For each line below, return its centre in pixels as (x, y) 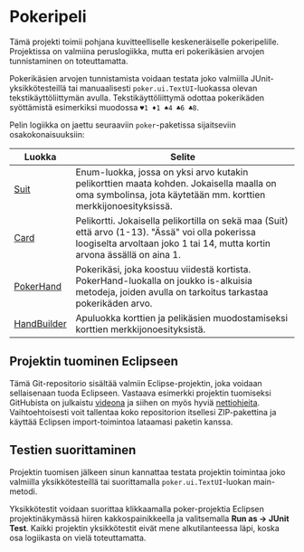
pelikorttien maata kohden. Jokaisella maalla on (176, 183)
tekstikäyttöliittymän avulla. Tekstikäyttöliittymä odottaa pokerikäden (137, 98)
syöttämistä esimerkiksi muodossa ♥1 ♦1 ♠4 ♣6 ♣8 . (104, 107)
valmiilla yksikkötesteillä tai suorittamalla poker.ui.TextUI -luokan (130, 481)
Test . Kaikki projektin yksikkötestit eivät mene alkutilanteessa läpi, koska (145, 528)
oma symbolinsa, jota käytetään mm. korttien (171, 195)
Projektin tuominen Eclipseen (94, 362)
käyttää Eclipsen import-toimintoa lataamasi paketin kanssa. (121, 422)
